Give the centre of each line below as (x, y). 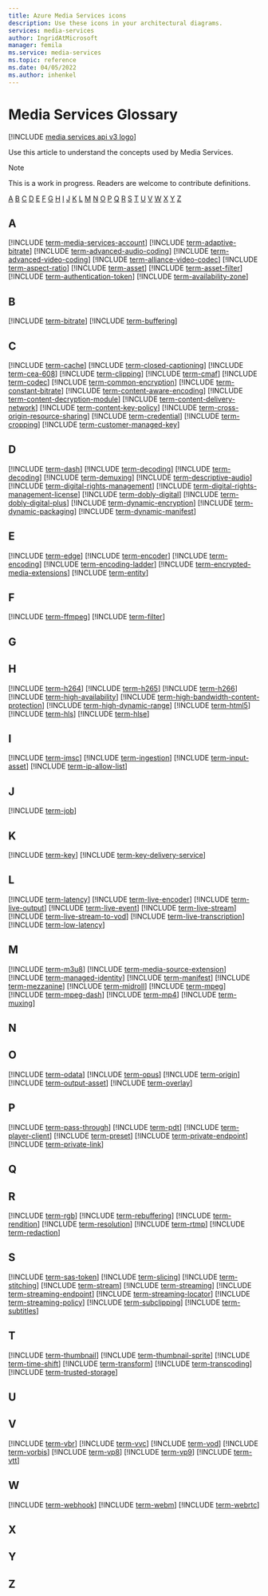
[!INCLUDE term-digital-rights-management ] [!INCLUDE (100, 486)
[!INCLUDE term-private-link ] (56, 1144)
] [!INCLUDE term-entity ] (108, 572)
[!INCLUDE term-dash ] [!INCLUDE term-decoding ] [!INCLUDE (110, 468)
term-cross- (219, 407)
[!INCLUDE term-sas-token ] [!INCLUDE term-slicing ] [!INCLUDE (113, 1277)
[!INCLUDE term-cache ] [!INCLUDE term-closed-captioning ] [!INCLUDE (126, 365)
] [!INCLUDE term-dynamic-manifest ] (135, 511)
